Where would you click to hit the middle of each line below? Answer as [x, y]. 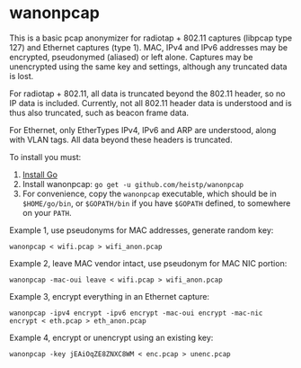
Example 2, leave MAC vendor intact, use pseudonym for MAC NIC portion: [148, 263]
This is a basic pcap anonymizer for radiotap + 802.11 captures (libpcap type [151, 38]
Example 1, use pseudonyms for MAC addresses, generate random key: [142, 230]
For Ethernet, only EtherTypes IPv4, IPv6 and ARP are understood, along [143, 130]
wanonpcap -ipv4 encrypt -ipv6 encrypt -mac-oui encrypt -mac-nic [136, 313]
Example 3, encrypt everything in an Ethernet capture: [109, 296]
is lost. [22, 76]
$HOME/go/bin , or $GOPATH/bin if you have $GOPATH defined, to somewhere [156, 203]
